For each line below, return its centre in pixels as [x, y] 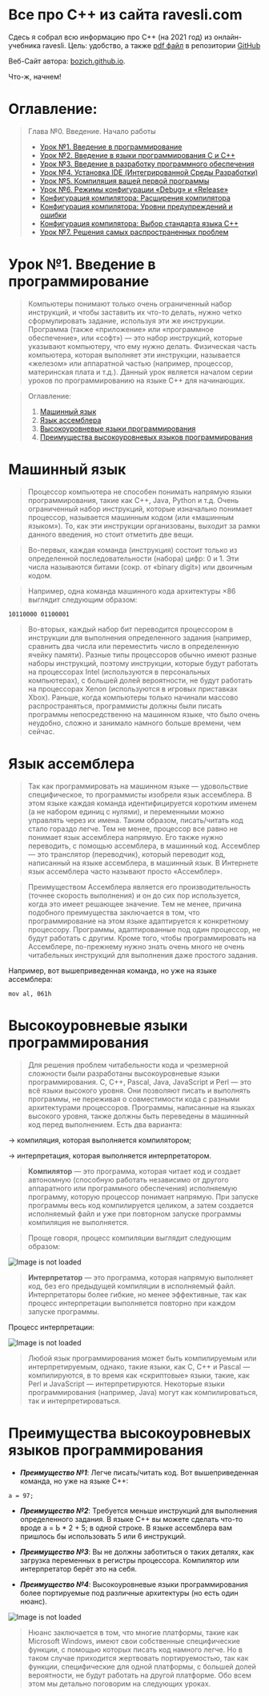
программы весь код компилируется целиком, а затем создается [141, 1205]
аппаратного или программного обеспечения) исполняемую [132, 1188]
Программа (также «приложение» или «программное [121, 329]
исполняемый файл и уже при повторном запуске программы [134, 1214]
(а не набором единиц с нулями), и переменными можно [126, 811]
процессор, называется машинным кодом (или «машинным [131, 517]
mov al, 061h [30, 994]
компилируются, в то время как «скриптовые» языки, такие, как [139, 1375]
